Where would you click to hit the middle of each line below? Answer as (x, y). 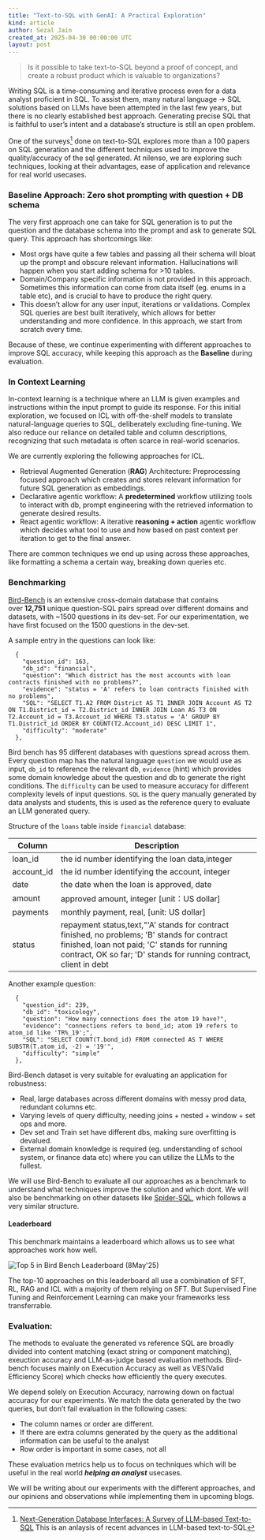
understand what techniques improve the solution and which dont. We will (128, 1189)
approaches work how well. (53, 1250)
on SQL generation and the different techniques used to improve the (119, 149)
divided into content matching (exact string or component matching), (120, 1352)
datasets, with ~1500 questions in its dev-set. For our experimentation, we (129, 617)
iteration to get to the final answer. (75, 539)
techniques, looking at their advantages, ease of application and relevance (129, 166)
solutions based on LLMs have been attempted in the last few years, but (125, 108)
